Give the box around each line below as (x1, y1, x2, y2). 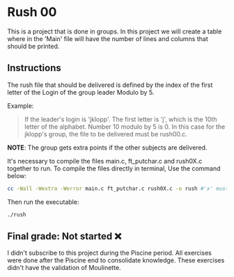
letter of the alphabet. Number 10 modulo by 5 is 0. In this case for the (24, 122, 226, 131)
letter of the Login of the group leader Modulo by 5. (7, 88, 155, 96)
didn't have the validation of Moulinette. (7, 264, 121, 272)
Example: (7, 102, 34, 110)
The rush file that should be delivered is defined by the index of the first (7, 81, 213, 89)
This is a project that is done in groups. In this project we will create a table (7, 27, 222, 35)
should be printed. (7, 42, 60, 50)
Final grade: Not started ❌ (7, 230, 122, 242)
